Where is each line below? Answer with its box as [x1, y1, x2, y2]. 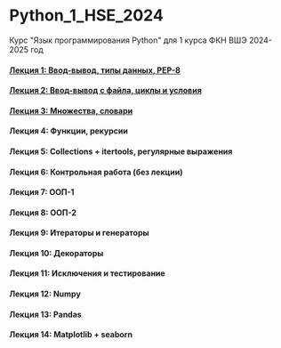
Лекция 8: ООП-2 [9, 206, 77, 218]
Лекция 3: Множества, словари [9, 105, 133, 116]
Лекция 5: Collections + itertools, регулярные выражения [9, 146, 233, 157]
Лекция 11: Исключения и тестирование [9, 268, 166, 279]
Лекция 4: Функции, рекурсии [9, 125, 129, 136]
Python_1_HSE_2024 [9, 5, 165, 26]
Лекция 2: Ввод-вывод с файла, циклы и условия [9, 85, 202, 96]
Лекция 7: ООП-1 [9, 187, 75, 198]
